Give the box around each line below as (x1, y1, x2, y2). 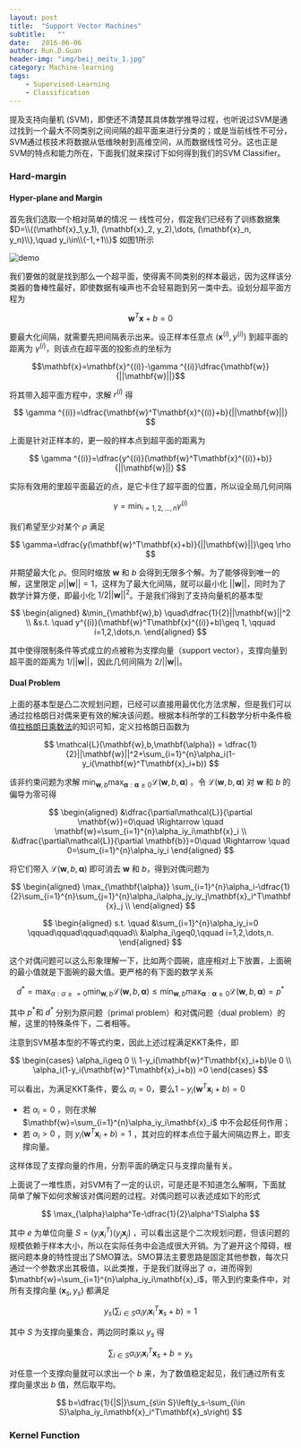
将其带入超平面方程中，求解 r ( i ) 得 (9, 387, 133, 400)
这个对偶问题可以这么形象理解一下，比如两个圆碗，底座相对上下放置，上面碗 (9, 955, 292, 966)
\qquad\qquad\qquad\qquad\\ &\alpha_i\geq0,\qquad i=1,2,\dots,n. (27, 927, 274, 938)
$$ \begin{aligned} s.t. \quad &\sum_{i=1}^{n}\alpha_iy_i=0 (42, 918, 259, 928)
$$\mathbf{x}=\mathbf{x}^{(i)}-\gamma (31, 360, 178, 372)
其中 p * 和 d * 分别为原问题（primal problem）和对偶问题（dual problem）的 (9, 1005, 286, 1018)
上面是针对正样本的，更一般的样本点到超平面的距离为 (9, 435, 206, 446)
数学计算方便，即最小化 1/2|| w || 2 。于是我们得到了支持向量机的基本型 (9, 588, 263, 600)
